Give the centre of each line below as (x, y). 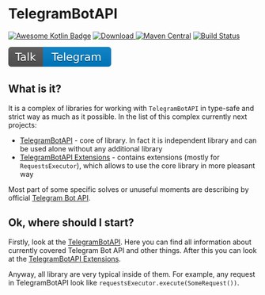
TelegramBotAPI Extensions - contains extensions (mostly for (119, 157)
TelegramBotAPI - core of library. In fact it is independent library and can (138, 140)
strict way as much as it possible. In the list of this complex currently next (128, 117)
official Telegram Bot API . (49, 197)
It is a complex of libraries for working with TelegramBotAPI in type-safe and (131, 108)
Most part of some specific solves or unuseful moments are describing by (129, 189)
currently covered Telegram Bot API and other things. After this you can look (132, 250)
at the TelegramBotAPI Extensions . (64, 259)
